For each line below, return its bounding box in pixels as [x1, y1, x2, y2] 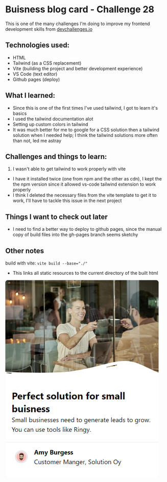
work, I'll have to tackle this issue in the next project [12, 197, 122, 204]
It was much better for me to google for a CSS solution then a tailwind [12, 127, 160, 133]
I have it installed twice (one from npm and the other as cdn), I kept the [12, 176, 162, 182]
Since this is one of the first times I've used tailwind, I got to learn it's [12, 105, 158, 111]
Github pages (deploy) [12, 76, 60, 83]
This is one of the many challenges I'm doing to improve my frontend [5, 21, 150, 27]
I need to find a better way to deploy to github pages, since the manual [12, 226, 162, 232]
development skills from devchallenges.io [5, 26, 93, 32]
